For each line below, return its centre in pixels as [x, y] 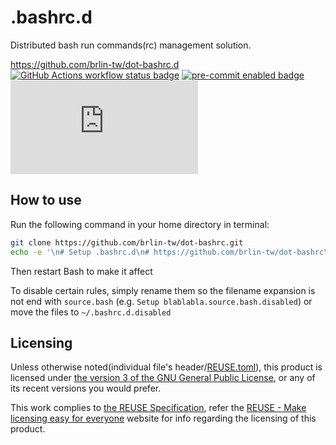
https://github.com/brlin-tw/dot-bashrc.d [95, 64]
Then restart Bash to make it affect [81, 271]
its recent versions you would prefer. [86, 388]
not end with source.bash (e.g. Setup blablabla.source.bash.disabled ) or [161, 301]
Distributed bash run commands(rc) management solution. [131, 45]
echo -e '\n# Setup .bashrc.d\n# [80, 252]
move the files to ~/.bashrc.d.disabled [91, 312]
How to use [46, 200]
